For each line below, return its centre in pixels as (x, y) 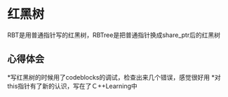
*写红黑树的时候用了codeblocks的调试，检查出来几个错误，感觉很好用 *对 (114, 77)
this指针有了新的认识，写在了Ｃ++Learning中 (73, 86)
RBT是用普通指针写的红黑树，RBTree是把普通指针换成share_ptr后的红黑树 (114, 35)
